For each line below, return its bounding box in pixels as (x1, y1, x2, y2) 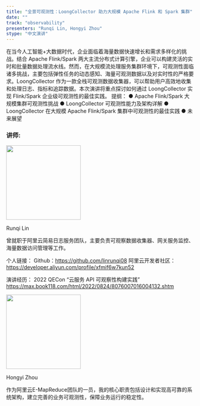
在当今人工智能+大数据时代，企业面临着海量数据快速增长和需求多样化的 (6, 48, 182, 55)
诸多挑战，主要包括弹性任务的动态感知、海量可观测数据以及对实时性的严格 (6, 70, 189, 77)
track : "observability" (6, 20, 65, 26)
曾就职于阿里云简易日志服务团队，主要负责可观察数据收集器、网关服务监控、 (6, 237, 194, 244)
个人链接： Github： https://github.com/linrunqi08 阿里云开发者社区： (6, 257, 176, 264)
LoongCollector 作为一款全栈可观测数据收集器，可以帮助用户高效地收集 (16, 78, 192, 85)
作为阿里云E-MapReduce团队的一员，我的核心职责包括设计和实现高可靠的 (6, 386, 187, 393)
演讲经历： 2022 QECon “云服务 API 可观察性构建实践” (6, 276, 140, 283)
